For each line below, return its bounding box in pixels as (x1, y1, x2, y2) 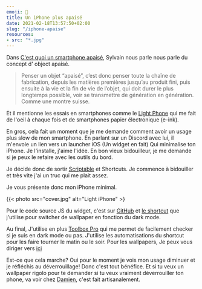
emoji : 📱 (6, 8, 28, 15)
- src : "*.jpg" (6, 37, 45, 43)
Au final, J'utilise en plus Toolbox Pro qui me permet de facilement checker (6, 225, 194, 233)
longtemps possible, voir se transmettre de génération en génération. (21, 92, 194, 98)
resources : (6, 32, 34, 38)
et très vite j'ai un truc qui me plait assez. (6, 172, 109, 179)
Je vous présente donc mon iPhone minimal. (6, 183, 117, 191)
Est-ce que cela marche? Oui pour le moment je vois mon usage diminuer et (6, 256, 195, 263)
